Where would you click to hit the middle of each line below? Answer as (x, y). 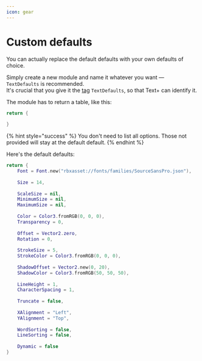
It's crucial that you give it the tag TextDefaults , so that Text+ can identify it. (102, 90)
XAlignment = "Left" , (44, 312)
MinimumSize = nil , (42, 199)
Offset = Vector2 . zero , (47, 233)
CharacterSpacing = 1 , (46, 290)
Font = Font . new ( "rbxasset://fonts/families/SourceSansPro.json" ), (104, 171)
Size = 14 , (31, 182)
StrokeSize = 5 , (38, 250)
